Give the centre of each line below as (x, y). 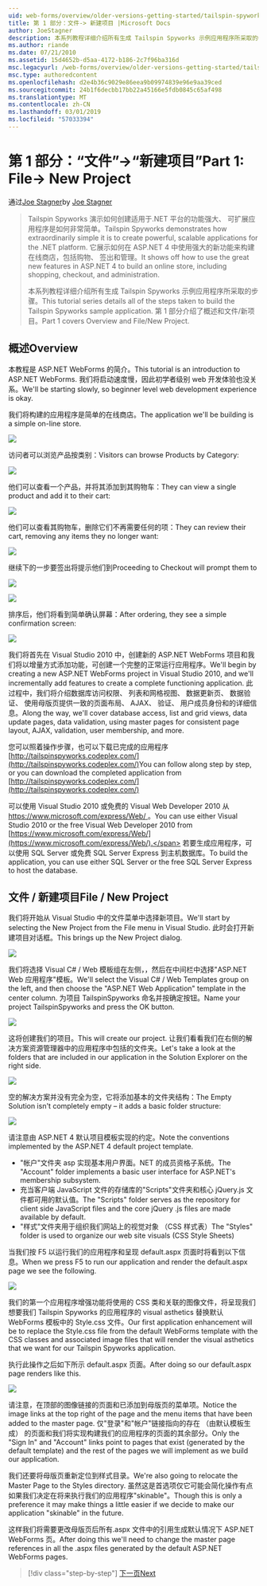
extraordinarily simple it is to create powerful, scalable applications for (143, 238)
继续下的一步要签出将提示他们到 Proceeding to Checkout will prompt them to (133, 567)
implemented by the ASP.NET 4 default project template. (101, 1146)
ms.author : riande (39, 45)
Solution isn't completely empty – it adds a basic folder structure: (115, 1106)
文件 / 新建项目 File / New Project (89, 897)
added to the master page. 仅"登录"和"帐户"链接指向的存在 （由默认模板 (126, 1423)
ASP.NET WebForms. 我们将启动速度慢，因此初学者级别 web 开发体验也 (126, 379)
